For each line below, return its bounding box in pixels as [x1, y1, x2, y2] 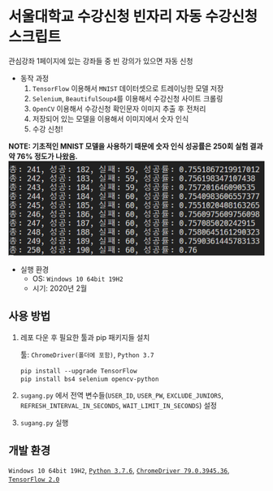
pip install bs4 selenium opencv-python [19, 375, 159, 383]
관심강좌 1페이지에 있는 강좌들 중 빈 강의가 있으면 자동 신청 [8, 56, 193, 66]
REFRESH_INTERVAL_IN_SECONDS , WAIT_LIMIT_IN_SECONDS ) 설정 [19, 400, 218, 410]
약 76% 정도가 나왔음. [8, 151, 79, 161]
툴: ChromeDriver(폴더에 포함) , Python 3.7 [19, 350, 154, 360]
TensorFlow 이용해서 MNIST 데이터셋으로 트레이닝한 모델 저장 [32, 83, 224, 93]
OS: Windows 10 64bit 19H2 [32, 273, 123, 283]
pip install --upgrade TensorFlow [19, 367, 137, 375]
